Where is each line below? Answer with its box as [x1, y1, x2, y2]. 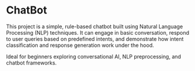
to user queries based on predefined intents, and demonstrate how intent [6, 35, 184, 42]
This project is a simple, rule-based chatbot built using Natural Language [6, 23, 183, 30]
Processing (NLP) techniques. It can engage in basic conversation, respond [6, 29, 190, 36]
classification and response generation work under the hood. [6, 42, 154, 49]
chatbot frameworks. [6, 59, 57, 66]
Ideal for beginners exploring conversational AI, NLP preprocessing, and [6, 53, 181, 60]
